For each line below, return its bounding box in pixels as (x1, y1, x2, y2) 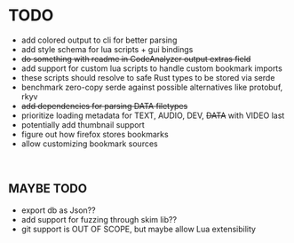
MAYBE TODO (8, 181, 88, 196)
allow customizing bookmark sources (20, 138, 158, 149)
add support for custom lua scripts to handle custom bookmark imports (20, 63, 283, 74)
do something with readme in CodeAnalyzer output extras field (20, 53, 251, 64)
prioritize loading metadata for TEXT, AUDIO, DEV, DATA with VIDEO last (20, 110, 285, 121)
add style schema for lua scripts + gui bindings (20, 43, 194, 54)
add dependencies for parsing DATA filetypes (20, 100, 188, 111)
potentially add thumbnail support (20, 119, 146, 129)
